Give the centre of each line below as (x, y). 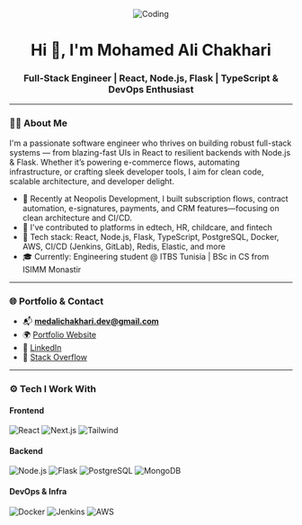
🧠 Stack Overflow (55, 357)
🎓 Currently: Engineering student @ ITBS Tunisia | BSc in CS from (146, 256)
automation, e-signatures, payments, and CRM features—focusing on (151, 208)
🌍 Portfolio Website (59, 335)
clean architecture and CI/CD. (77, 218)
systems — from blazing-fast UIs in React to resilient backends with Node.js (150, 152)
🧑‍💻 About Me (38, 123)
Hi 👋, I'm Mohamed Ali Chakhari (151, 50)
